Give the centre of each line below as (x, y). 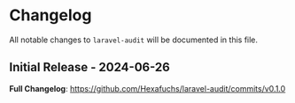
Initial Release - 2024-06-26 (89, 67)
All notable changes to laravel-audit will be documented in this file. (134, 40)
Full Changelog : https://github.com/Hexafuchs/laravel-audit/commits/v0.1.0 (147, 88)
